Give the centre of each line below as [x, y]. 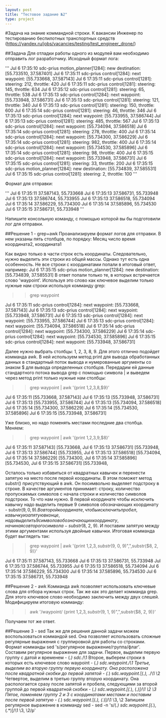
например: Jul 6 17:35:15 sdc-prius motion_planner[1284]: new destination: [82, 270]
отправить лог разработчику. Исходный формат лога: [62, 59]
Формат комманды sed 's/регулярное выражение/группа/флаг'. [73, 647]
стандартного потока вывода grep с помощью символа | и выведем [77, 373]
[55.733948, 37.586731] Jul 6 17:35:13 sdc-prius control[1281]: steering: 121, [83, 100]
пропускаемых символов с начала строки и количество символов [76, 494]
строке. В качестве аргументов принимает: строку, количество [73, 489]
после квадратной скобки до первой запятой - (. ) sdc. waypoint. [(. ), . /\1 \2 [83, 673]
